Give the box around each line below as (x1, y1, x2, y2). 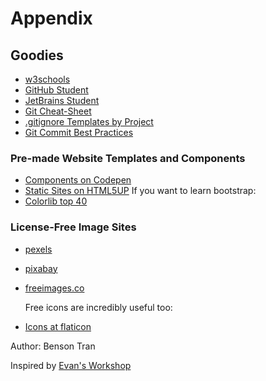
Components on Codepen (24, 174, 132, 186)
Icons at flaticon (24, 320, 92, 332)
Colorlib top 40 (24, 195, 88, 207)
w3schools (24, 73, 71, 85)
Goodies (10, 47, 64, 64)
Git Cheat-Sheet (24, 105, 92, 117)
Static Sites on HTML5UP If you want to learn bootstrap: (24, 185, 257, 197)
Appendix (10, 7, 93, 30)
